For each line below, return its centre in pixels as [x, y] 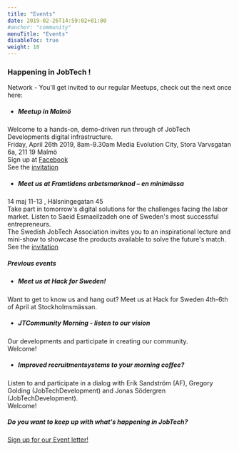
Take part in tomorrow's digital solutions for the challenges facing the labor [118, 209]
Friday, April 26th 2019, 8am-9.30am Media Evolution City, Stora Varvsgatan [119, 145]
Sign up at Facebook [38, 160]
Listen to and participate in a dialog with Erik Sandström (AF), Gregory [110, 383]
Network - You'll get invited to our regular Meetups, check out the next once [119, 88]
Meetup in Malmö [44, 111]
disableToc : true [33, 41]
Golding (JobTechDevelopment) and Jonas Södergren [87, 390]
